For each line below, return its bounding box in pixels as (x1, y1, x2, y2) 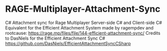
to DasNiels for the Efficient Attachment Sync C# (5, 35, 106, 41)
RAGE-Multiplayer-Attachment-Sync (5, 3, 161, 15)
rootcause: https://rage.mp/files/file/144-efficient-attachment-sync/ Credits (5, 30, 161, 36)
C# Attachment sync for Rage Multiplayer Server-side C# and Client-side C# (5, 20, 162, 25)
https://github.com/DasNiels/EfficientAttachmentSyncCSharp (5, 40, 131, 46)
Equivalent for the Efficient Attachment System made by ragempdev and (5, 25, 154, 30)
